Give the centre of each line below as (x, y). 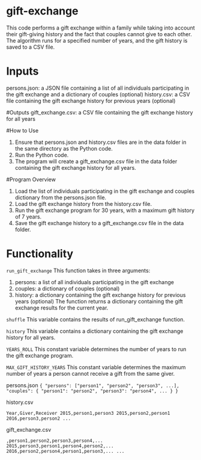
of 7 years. (28, 216)
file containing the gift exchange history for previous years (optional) (91, 101)
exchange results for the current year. (61, 308)
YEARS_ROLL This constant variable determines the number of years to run (96, 349)
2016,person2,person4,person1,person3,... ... (65, 451)
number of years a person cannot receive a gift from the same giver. (91, 373)
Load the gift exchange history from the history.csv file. (83, 204)
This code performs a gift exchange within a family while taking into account (100, 28)
